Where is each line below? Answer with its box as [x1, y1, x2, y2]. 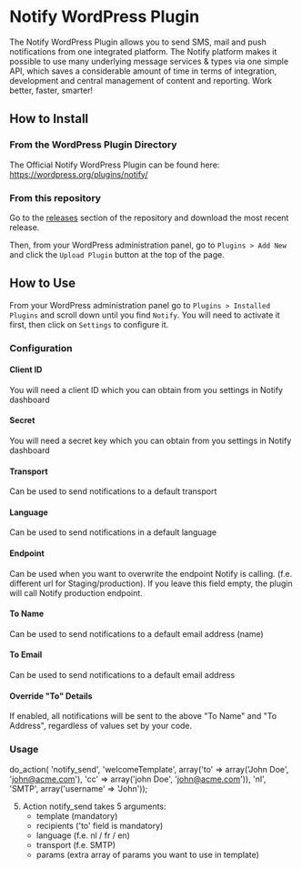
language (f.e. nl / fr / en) [35, 830, 130, 841]
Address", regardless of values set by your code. [9, 721, 193, 732]
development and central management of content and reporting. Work [9, 75, 273, 86]
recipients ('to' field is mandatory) [35, 820, 164, 831]
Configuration [9, 341, 73, 354]
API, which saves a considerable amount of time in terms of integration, [9, 66, 277, 76]
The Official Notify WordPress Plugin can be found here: [9, 159, 220, 170]
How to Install [9, 111, 89, 126]
